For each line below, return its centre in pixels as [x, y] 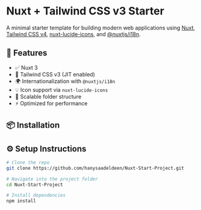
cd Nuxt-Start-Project [35, 185]
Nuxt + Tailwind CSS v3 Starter [85, 11]
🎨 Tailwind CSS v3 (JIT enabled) [55, 74]
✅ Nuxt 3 [26, 67]
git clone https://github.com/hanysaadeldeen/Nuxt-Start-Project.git [95, 168]
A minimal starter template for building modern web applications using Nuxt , [101, 28]
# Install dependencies [36, 196]
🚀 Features [27, 53]
